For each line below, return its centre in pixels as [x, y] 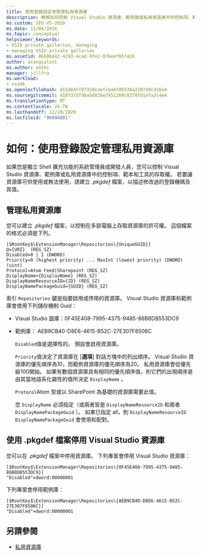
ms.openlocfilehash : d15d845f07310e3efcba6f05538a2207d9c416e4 [87, 90]
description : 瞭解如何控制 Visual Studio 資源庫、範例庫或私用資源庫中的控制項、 [99, 17]
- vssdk [16, 84]
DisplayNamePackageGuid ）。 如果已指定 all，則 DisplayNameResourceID [100, 412]
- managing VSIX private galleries [51, 51]
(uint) [14, 265]
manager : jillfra [28, 73]
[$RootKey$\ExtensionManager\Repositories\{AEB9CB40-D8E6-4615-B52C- [95, 501]
